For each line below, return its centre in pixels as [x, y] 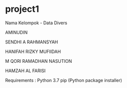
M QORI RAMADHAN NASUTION [39, 61]
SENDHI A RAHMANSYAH [32, 42]
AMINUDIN [16, 32]
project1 [22, 9]
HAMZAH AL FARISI [25, 71]
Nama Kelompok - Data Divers [36, 23]
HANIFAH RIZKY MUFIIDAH [33, 51]
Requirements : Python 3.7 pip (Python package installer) [64, 80]
